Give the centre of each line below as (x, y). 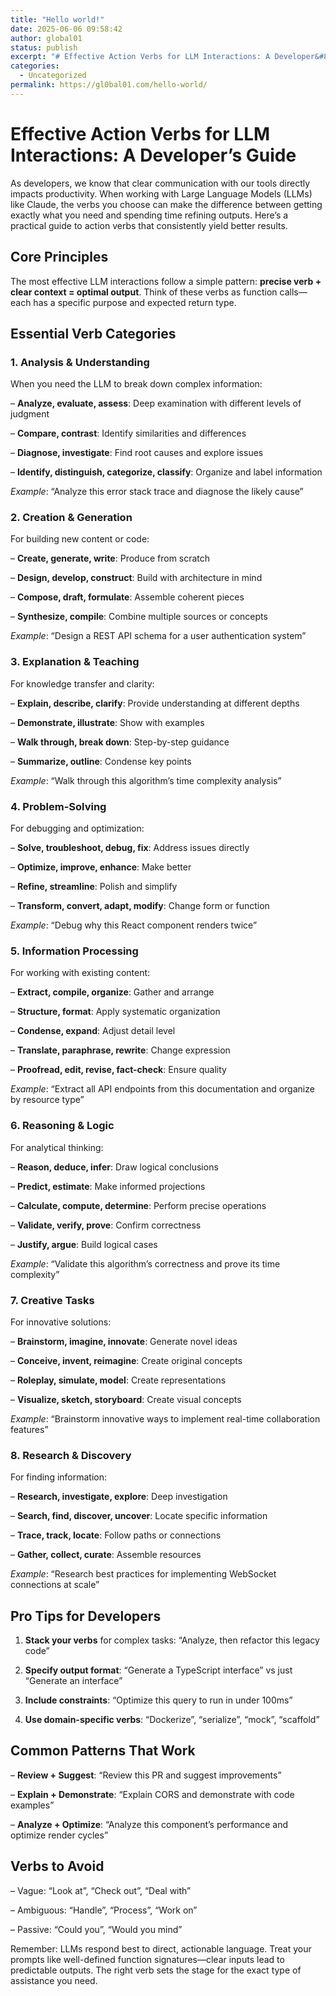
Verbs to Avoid (57, 1866)
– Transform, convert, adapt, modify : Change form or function (140, 906)
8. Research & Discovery (71, 1455)
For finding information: (59, 1477)
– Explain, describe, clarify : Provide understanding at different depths (155, 703)
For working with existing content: (80, 973)
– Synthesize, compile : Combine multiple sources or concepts (139, 617)
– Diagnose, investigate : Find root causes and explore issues (137, 453)
